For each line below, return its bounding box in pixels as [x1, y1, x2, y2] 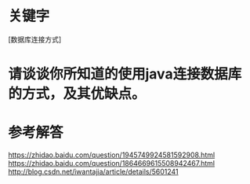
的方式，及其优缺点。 [8, 85, 147, 103]
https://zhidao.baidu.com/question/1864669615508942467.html [8, 159, 216, 168]
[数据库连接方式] [8, 35, 62, 44]
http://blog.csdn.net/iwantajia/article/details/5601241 [8, 167, 179, 177]
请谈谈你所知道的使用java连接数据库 [8, 65, 242, 83]
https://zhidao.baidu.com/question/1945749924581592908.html [8, 150, 216, 160]
